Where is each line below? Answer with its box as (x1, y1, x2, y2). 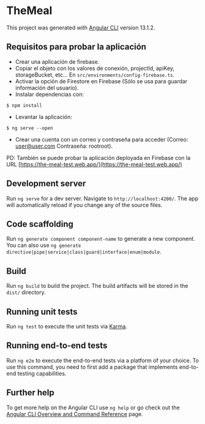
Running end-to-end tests (6, 341, 108, 351)
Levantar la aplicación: (15, 113, 72, 120)
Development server (6, 178, 86, 189)
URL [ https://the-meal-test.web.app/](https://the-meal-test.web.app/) (6, 161, 182, 168)
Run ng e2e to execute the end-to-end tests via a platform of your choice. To (6, 357, 199, 364)
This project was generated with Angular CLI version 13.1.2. (6, 24, 155, 31)
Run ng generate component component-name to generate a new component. (6, 235, 196, 243)
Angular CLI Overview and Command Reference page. (6, 410, 143, 417)
